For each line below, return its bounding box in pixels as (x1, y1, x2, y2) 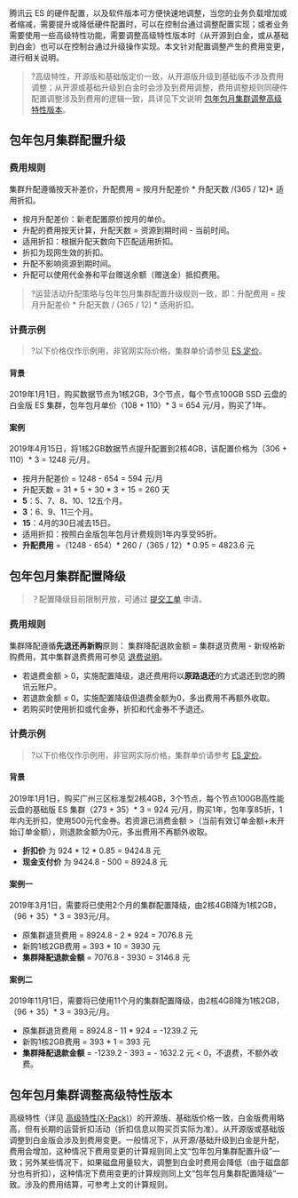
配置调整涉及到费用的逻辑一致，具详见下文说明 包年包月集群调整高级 (30, 93, 282, 104)
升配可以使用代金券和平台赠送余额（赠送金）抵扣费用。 (21, 269, 224, 280)
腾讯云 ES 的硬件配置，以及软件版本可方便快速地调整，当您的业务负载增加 (9, 8, 280, 18)
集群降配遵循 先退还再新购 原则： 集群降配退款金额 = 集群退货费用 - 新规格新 (9, 640, 286, 651)
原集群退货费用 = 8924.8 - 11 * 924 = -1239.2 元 (21, 1026, 198, 1036)
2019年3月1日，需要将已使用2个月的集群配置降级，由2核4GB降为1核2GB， (9, 900, 281, 911)
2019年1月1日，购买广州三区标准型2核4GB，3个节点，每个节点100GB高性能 (9, 794, 285, 803)
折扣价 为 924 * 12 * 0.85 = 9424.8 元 (21, 845, 161, 856)
